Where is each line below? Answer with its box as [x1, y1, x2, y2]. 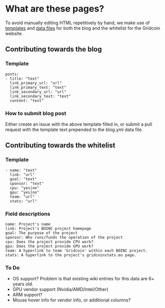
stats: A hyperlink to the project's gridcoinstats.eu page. [5, 253, 137, 258]
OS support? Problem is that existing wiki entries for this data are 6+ [12, 276, 155, 282]
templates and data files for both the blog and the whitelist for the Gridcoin [5, 25, 160, 31]
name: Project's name [5, 221, 51, 227]
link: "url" [10, 172, 35, 177]
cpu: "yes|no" [10, 185, 39, 191]
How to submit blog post [5, 109, 67, 116]
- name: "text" [5, 167, 37, 173]
